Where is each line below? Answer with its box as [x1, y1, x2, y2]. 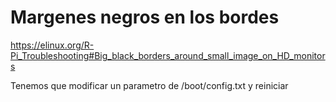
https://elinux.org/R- [10, 39, 95, 51]
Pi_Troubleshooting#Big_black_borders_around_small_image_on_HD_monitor [10, 49, 326, 61]
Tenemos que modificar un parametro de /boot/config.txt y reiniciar [10, 79, 289, 91]
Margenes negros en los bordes [10, 6, 280, 29]
